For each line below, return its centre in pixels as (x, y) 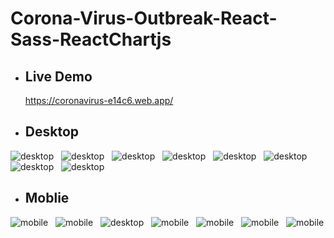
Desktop (52, 132)
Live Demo (58, 76)
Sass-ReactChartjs (91, 39)
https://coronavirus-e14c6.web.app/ (99, 100)
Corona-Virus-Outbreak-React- (144, 18)
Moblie (47, 198)
